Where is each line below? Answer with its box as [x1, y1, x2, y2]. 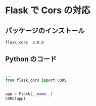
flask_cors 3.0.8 [5, 40, 44, 45]
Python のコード [5, 55, 57, 64]
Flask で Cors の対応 [5, 5, 91, 16]
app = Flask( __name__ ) [5, 91, 53, 96]
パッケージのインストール [5, 26, 85, 35]
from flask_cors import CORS [5, 78, 67, 83]
